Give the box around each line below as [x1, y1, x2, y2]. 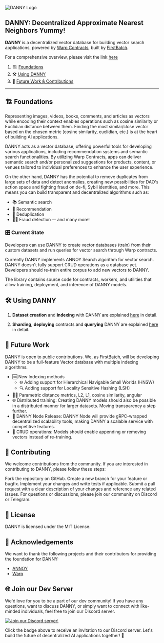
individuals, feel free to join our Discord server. [21, 608, 116, 614]
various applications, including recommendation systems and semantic [5, 148, 148, 154]
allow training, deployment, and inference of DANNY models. [5, 281, 128, 287]
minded [5, 608, 20, 614]
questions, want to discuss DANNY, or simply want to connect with [5, 603, 140, 609]
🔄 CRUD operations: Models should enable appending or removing [12, 429, 146, 435]
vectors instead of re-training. [12, 434, 72, 440]
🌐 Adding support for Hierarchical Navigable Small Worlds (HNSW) [19, 379, 155, 385]
